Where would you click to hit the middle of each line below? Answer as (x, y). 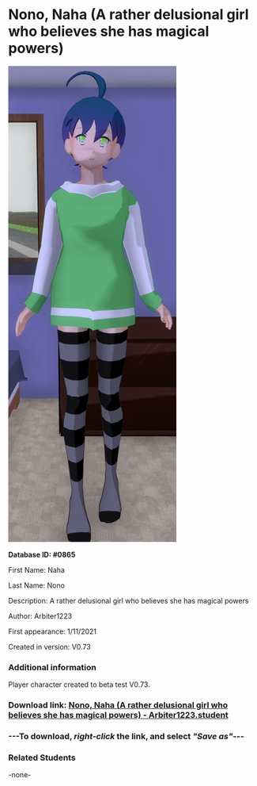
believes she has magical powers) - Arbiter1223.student (119, 715)
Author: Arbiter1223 (40, 615)
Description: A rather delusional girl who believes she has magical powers (128, 600)
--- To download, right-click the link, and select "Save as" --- (127, 737)
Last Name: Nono (37, 585)
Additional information (53, 667)
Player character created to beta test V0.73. (79, 684)
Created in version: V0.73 (49, 646)
